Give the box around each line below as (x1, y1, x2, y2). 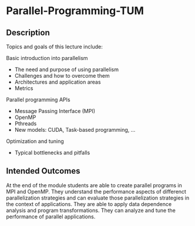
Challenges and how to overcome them (14, 72, 110, 79)
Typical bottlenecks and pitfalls (14, 149, 90, 156)
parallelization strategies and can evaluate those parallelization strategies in (6, 194, 190, 201)
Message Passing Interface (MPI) (14, 108, 96, 114)
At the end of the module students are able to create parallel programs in (6, 181, 182, 189)
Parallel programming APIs (6, 96, 70, 103)
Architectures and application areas (14, 78, 101, 85)
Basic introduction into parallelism (6, 55, 88, 61)
